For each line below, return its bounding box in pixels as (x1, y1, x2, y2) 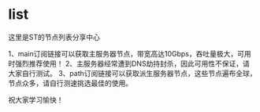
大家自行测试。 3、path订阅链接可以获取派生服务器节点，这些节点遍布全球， (8, 68, 258, 78)
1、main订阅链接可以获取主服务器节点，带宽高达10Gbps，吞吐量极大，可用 (8, 49, 251, 58)
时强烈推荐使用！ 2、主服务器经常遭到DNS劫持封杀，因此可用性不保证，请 (8, 59, 251, 68)
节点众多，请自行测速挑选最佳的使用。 (8, 78, 132, 88)
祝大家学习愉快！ (8, 95, 64, 104)
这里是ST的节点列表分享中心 (8, 32, 100, 42)
